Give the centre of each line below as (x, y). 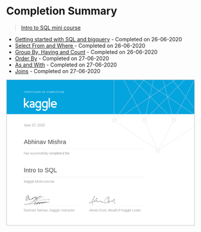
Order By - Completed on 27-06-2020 (62, 58)
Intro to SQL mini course (51, 28)
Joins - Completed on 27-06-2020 (57, 71)
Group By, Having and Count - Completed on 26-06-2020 (86, 52)
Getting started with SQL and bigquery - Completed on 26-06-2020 (98, 39)
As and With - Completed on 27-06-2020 (66, 65)
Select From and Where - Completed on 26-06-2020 (80, 46)
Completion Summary (62, 11)
